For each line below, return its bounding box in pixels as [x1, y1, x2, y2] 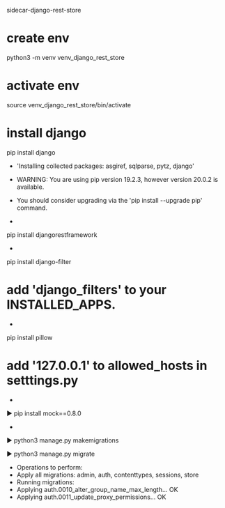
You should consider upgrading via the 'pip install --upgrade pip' [16, 196, 203, 204]
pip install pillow [6, 333, 53, 341]
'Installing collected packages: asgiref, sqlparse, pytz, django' [16, 162, 194, 170]
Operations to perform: [16, 463, 83, 471]
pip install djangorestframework [6, 230, 98, 239]
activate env [6, 78, 80, 93]
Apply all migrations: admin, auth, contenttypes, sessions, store [16, 470, 199, 479]
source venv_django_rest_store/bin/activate [6, 100, 132, 109]
